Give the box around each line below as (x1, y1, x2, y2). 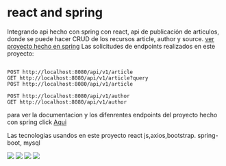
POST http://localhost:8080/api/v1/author (7, 93, 130, 99)
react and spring (7, 5, 103, 21)
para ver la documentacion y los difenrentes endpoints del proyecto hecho (7, 110, 218, 119)
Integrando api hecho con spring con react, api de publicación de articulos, (7, 27, 219, 36)
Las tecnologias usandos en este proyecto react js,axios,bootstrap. (7, 131, 197, 139)
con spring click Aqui (7, 118, 67, 126)
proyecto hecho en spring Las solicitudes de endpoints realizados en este (7, 42, 216, 50)
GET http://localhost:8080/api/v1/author (7, 98, 127, 106)
